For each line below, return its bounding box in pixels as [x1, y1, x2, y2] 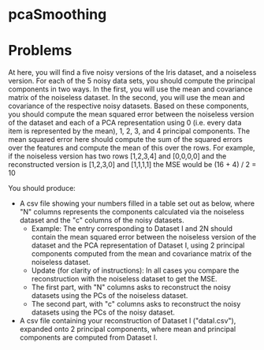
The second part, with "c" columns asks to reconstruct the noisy [31, 300, 241, 309]
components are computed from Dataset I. [19, 333, 158, 342]
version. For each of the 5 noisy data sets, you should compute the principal [8, 76, 255, 86]
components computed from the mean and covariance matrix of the [31, 249, 252, 259]
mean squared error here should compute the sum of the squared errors [8, 135, 243, 144]
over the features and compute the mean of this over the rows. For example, [8, 143, 255, 153]
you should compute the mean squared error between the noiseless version [8, 110, 255, 119]
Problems [8, 42, 73, 60]
